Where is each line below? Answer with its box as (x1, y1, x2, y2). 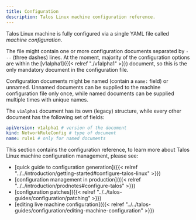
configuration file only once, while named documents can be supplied (6, 90, 174, 97)
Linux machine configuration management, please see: (6, 152, 139, 159)
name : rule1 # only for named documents (6, 135, 106, 142)
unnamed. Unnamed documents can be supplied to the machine (6, 83, 161, 90)
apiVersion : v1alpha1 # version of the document (6, 125, 127, 131)
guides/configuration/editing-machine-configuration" (14, 207, 143, 214)
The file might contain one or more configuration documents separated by (6, 47, 185, 54)
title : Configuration (6, 8, 59, 15)
